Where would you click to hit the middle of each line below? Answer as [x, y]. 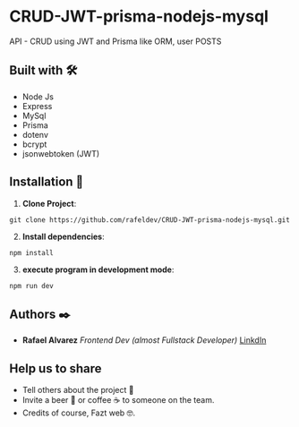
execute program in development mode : [98, 269]
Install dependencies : [63, 236]
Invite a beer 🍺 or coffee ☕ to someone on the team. [118, 400]
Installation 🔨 [47, 182]
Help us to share [56, 368]
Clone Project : [49, 203]
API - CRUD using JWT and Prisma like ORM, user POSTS [115, 41]
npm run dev [31, 286]
